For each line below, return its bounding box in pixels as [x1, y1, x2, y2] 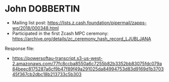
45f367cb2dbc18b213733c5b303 [12, 71, 82, 77]
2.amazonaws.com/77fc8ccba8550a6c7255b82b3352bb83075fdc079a [12, 60, 162, 66]
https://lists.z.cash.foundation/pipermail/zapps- [47, 20, 147, 26]
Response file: [5, 45, 35, 51]
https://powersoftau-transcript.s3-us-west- [12, 55, 103, 61]
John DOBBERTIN [5, 3, 80, 15]
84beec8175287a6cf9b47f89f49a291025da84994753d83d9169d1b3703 [12, 66, 164, 72]
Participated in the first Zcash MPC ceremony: [12, 30, 109, 36]
